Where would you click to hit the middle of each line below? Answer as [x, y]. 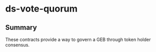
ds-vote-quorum [42, 9]
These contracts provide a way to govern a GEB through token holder [78, 39]
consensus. [17, 45]
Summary [21, 28]
